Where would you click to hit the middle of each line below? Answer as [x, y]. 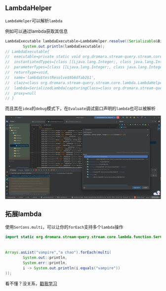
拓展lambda [23, 214]
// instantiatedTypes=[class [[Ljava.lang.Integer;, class [68, 62]
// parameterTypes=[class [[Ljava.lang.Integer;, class [65, 67]
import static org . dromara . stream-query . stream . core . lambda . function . [79, 237]
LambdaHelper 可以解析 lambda [34, 21]
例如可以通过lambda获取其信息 [37, 31]
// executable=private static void [43, 57]
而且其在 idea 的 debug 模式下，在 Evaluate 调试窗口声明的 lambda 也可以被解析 [80, 109]
